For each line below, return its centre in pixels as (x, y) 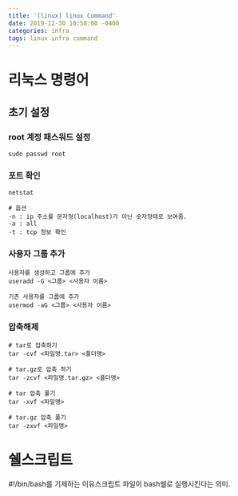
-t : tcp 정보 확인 (37, 232)
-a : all (23, 224)
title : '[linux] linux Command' (62, 16)
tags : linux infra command (53, 38)
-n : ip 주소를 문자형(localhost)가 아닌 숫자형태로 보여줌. (98, 217)
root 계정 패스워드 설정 (50, 137)
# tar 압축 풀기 (32, 393)
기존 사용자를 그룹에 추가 (44, 296)
